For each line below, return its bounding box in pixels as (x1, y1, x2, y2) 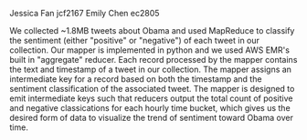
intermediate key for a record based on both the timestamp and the (9, 74, 262, 85)
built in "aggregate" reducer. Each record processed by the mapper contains (9, 55, 298, 65)
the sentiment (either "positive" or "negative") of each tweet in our (9, 35, 260, 45)
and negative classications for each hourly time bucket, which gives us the (9, 103, 291, 113)
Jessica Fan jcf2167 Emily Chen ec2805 (9, 8, 160, 18)
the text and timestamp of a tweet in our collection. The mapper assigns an (9, 64, 292, 75)
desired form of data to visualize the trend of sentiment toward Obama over (9, 113, 294, 123)
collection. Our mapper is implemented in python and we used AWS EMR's (9, 45, 291, 55)
